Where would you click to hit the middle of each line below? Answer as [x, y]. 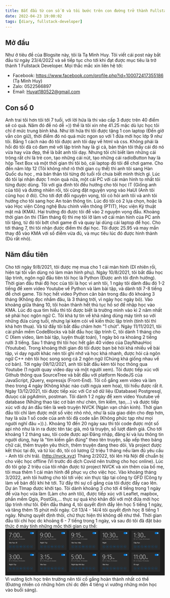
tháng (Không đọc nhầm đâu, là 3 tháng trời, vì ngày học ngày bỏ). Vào [79, 299]
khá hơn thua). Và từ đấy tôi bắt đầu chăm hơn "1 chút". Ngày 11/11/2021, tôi [83, 326]
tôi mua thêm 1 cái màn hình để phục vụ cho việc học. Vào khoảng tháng [81, 472]
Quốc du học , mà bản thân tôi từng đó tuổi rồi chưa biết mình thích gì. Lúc [83, 174]
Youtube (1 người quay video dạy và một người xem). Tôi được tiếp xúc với [82, 369]
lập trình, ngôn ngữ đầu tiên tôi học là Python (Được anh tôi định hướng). [81, 277]
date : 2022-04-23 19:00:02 [34, 16]
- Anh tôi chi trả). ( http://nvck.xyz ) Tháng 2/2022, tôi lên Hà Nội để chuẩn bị [84, 456]
